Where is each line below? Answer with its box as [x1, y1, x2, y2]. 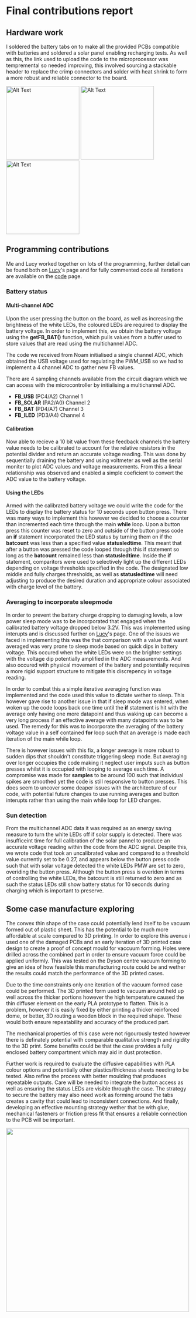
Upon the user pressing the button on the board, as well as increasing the [6, 315, 183, 322]
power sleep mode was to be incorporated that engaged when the [6, 617, 166, 624]
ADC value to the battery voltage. [6, 476, 87, 483]
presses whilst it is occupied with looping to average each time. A [6, 765, 164, 772]
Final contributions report [6, 4, 133, 18]
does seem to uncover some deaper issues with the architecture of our [6, 784, 177, 791]
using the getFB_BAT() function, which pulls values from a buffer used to [6, 333, 183, 340]
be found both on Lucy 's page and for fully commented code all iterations [6, 266, 184, 273]
